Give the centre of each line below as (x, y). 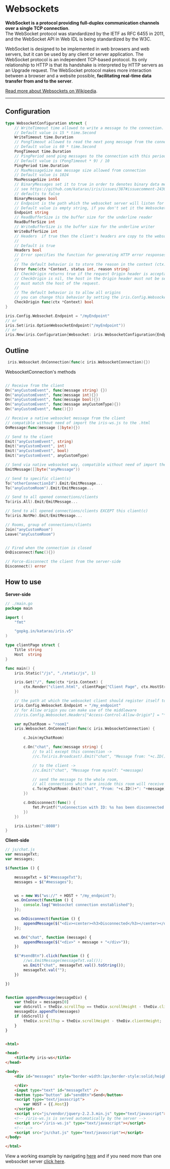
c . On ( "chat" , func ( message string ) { (63, 747)
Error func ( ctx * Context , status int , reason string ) (72, 269)
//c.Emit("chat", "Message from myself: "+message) (88, 770)
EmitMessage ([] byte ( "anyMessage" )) (43, 469)
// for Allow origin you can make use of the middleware (76, 710)
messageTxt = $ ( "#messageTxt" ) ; (48, 877)
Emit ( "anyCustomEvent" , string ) (39, 441)
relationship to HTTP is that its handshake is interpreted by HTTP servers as (84, 65)
